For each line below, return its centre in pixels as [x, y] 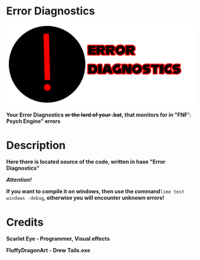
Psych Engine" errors [34, 121]
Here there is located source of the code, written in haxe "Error [86, 162]
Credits [25, 222]
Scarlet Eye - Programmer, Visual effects [58, 239]
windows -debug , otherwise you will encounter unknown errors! [85, 198]
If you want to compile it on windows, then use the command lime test [95, 192]
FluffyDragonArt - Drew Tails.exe [49, 250]
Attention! [19, 180]
